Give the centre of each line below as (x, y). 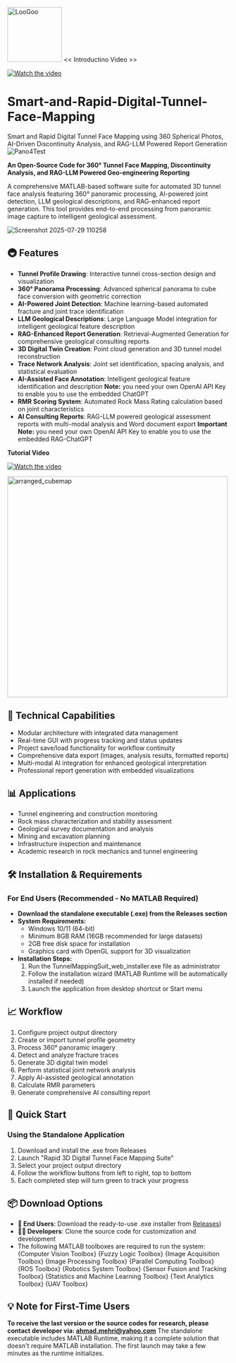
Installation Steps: (45, 959)
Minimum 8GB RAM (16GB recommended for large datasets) (115, 936)
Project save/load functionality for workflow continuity (96, 748)
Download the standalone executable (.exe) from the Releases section (122, 914)
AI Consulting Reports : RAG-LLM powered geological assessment (114, 416)
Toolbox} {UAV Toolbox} (52, 1284)
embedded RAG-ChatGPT (55, 439)
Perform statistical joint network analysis (76, 1070)
